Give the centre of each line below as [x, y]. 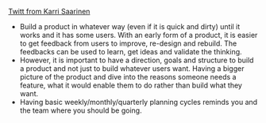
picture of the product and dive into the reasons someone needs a [128, 77]
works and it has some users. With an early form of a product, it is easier [139, 35]
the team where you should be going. [81, 110]
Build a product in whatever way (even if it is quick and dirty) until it [130, 26]
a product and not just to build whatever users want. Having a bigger [132, 69]
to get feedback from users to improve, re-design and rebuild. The [128, 43]
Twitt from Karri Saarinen [49, 11]
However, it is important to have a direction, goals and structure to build [137, 60]
